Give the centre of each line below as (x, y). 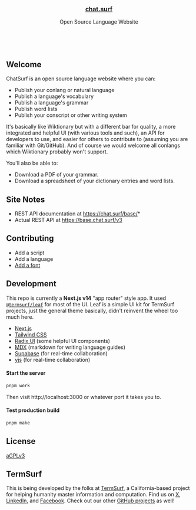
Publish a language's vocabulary (54, 96)
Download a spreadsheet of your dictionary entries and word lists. (94, 181)
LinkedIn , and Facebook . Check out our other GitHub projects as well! (90, 501)
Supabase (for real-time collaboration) (61, 353)
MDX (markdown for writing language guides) (70, 347)
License (21, 441)
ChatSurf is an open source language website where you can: (81, 79)
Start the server (26, 373)
